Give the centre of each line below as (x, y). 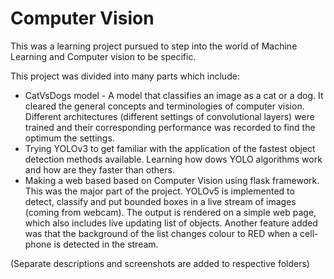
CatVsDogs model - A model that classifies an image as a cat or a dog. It (174, 95)
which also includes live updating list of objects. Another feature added (171, 223)
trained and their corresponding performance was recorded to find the (170, 127)
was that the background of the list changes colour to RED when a (161, 233)
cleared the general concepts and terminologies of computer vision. (164, 106)
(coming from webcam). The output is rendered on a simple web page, (170, 212)
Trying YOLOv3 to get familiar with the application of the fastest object (170, 148)
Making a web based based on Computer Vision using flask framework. (172, 180)
